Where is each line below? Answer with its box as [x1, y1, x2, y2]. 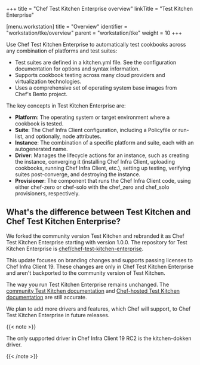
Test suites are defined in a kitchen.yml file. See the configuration [14, 59, 177, 66]
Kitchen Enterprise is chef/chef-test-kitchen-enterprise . [6, 245, 144, 252]
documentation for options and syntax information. [14, 65, 140, 72]
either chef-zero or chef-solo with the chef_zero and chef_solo [14, 183, 170, 191]
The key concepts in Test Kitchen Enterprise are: [6, 102, 127, 109]
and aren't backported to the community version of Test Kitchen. [6, 269, 165, 277]
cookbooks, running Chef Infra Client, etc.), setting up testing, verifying [14, 164, 191, 171]
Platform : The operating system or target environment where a [14, 114, 170, 121]
